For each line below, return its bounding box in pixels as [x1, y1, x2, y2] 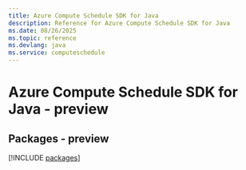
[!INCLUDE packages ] [8, 153, 81, 162]
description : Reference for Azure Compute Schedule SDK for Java [8, 19, 230, 27]
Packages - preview [8, 132, 109, 145]
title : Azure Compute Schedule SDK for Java [8, 11, 159, 20]
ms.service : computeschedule [8, 49, 105, 57]
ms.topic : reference [8, 34, 77, 42]
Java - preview [8, 101, 109, 118]
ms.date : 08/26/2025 [8, 26, 77, 34]
